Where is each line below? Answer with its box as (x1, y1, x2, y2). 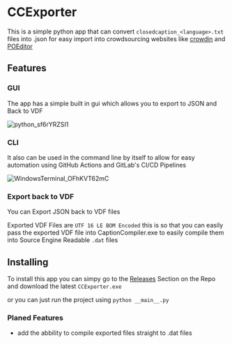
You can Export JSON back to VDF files (7, 207, 121, 216)
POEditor (7, 42, 33, 50)
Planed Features (7, 313, 64, 322)
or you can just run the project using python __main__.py (7, 296, 169, 304)
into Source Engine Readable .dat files (7, 236, 118, 244)
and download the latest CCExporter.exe (7, 282, 122, 290)
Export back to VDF (7, 191, 75, 201)
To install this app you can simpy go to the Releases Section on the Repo (7, 275, 216, 283)
